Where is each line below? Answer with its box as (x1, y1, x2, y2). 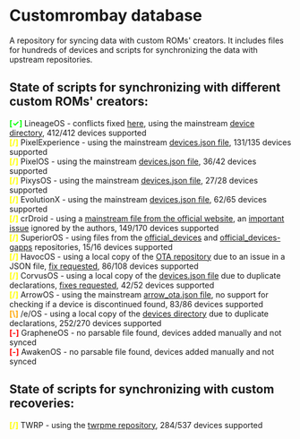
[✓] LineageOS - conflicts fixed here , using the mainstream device (9, 117, 255, 128)
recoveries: (9, 396, 74, 411)
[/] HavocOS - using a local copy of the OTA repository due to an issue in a (9, 251, 286, 262)
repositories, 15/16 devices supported (34, 241, 173, 252)
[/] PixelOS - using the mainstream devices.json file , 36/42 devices (9, 156, 257, 167)
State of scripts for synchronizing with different (9, 80, 281, 95)
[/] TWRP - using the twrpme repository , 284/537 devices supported (9, 419, 263, 430)
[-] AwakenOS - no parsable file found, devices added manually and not (9, 346, 275, 357)
